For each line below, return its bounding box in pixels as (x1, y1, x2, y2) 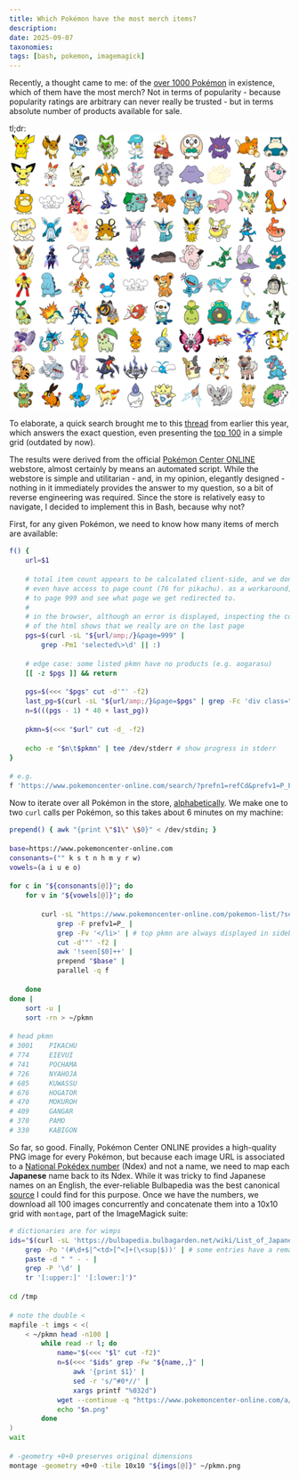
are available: (9, 528, 59, 539)
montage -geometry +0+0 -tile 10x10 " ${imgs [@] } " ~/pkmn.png (9, 1461, 241, 1470)
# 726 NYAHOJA (9, 1069, 77, 1078)
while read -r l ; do (41, 1339, 117, 1348)
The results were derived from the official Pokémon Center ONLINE (9, 454, 255, 465)
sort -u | (25, 1004, 62, 1012)
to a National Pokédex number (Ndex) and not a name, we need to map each (9, 1160, 290, 1171)
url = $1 (25, 557, 50, 565)
